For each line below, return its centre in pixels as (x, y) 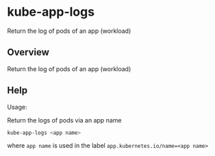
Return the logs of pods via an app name (64, 120)
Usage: (17, 107)
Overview (28, 52)
